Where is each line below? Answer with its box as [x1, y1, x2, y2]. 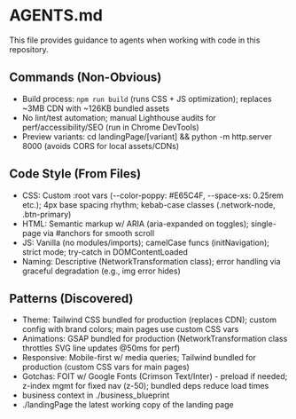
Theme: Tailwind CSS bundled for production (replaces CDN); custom [21, 314, 277, 325]
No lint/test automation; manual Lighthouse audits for [21, 112, 217, 123]
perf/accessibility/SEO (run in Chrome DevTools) [21, 122, 199, 132]
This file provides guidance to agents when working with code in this [9, 35, 261, 45]
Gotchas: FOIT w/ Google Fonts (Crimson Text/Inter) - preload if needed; [21, 371, 288, 382]
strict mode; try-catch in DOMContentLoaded [21, 246, 189, 257]
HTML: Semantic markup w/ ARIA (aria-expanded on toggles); [21, 218, 250, 229]
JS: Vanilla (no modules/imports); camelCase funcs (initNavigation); [21, 237, 270, 248]
